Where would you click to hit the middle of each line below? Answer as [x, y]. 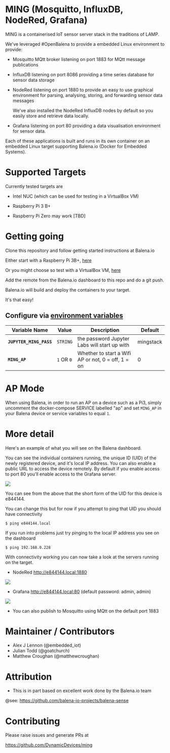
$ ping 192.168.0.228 [28, 547]
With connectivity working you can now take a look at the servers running [82, 557]
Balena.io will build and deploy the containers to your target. [68, 290]
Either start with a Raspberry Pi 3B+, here [49, 260]
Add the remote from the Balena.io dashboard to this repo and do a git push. [85, 280]
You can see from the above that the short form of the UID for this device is [84, 493]
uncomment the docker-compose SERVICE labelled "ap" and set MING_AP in [83, 408]
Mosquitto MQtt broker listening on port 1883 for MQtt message [79, 59]
